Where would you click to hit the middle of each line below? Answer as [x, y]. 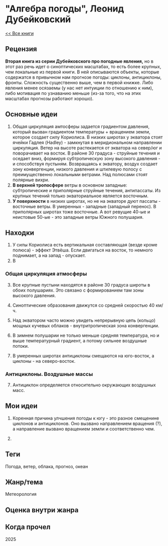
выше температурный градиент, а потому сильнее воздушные [79, 340]
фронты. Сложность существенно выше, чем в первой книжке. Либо [79, 82]
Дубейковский [38, 19]
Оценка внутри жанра [42, 510]
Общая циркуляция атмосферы [46, 274]
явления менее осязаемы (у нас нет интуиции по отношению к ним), [79, 88]
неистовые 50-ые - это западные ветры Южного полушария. [78, 217]
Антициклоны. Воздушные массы [49, 374]
